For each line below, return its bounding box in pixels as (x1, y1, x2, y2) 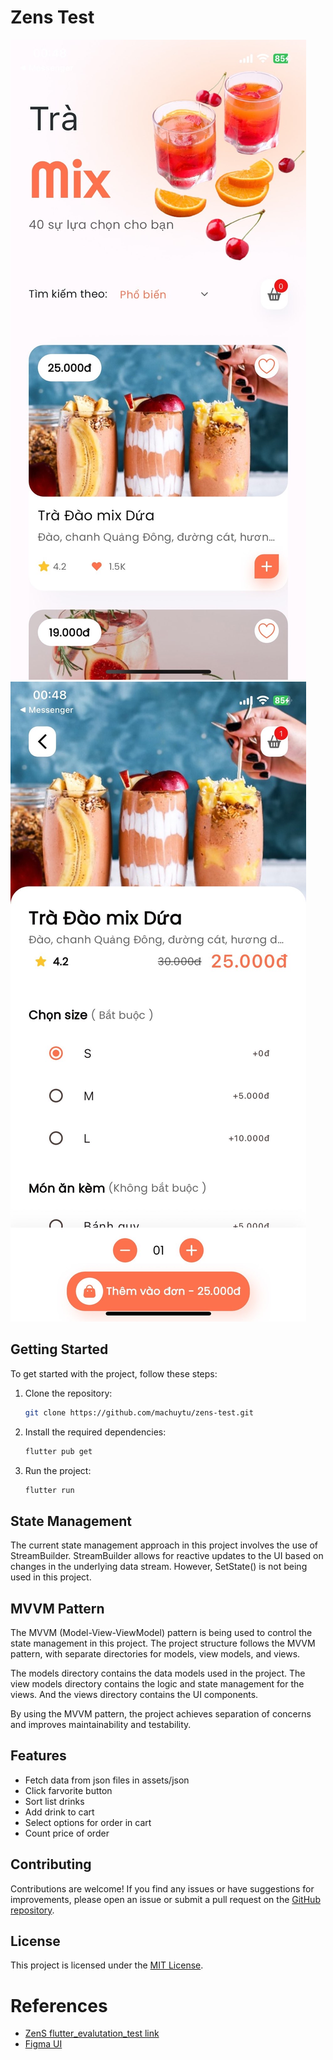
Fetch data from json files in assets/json (24, 1774, 190, 1786)
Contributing (10, 1856, 92, 1873)
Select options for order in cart (24, 1816, 152, 1828)
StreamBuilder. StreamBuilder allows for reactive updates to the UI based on (10, 1550, 324, 1562)
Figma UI (24, 2038, 63, 2050)
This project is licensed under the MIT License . (10, 1959, 204, 1971)
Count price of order (24, 1827, 110, 1839)
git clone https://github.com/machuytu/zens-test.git (24, 1407, 254, 1418)
